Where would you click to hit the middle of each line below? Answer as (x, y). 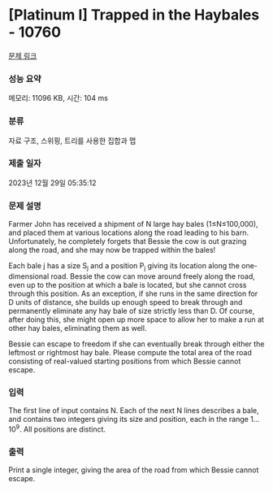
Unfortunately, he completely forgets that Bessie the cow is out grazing (128, 241)
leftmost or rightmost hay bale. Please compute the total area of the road (130, 352)
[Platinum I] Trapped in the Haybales (134, 15)
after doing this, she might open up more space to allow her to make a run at (136, 319)
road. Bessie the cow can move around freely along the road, (153, 276)
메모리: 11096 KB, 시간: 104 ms (58, 98)
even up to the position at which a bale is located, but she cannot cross (128, 285)
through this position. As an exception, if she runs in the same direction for (133, 293)
